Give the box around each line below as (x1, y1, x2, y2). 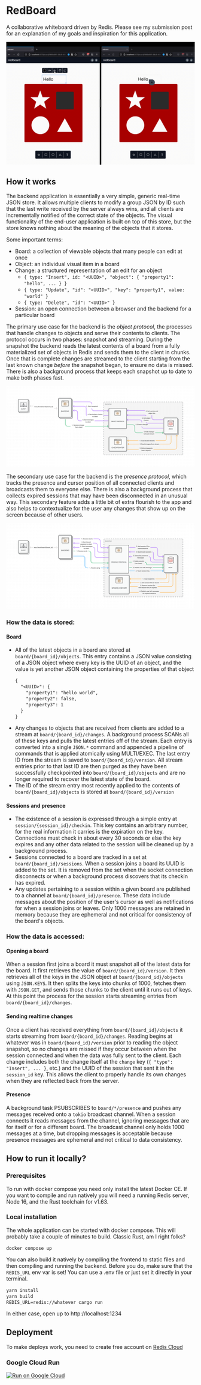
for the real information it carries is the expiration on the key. (14, 828, 165, 835)
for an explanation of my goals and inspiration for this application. (6, 29, 168, 37)
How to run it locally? (6, 1154, 87, 1164)
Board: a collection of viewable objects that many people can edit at (14, 247, 182, 255)
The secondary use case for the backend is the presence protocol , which (6, 473, 187, 480)
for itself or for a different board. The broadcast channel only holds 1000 (6, 1123, 185, 1130)
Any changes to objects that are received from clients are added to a (14, 724, 184, 732)
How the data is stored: (6, 618, 75, 626)
